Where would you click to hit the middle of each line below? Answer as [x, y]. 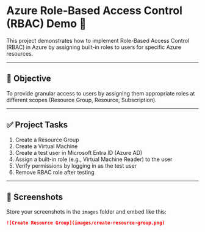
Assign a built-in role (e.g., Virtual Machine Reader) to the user [94, 159]
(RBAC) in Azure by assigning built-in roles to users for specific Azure [94, 47]
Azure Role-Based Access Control [95, 11]
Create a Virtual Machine [46, 146]
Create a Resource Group [47, 140]
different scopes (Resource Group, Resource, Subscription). [81, 100]
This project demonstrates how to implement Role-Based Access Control [98, 40]
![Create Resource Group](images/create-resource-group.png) [86, 223]
